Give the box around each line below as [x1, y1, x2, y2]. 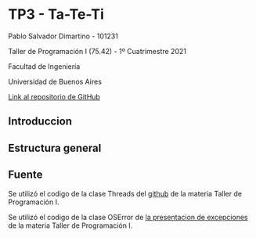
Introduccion [8, 115, 73, 128]
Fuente [8, 168, 43, 182]
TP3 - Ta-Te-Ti [8, 5, 104, 23]
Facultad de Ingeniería [8, 61, 81, 71]
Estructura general [8, 141, 102, 154]
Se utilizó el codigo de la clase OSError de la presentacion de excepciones [8, 212, 248, 222]
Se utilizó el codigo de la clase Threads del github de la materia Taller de [8, 189, 243, 198]
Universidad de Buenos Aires [8, 77, 102, 86]
